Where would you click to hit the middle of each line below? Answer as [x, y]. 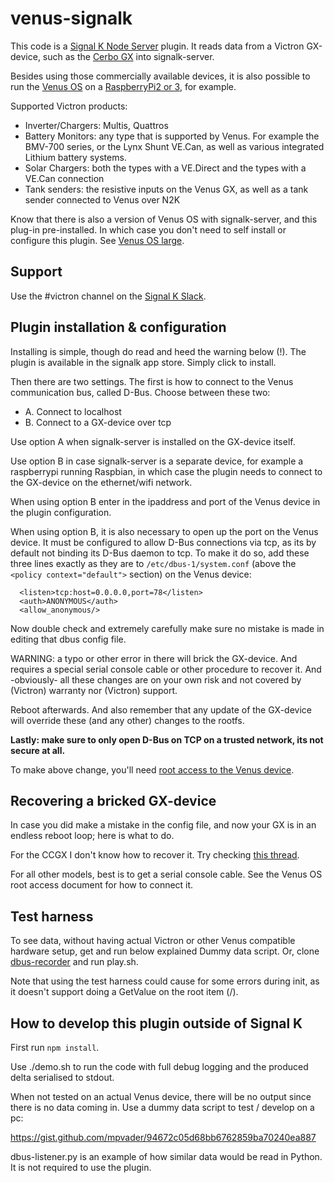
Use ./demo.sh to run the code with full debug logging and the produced [159, 1066]
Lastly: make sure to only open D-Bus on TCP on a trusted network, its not [167, 739]
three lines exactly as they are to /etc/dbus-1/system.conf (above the [153, 563]
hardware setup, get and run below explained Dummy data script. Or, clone [165, 951]
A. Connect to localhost [73, 411]
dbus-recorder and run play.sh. [74, 962]
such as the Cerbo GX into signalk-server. [128, 56]
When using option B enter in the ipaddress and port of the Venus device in [165, 501]
